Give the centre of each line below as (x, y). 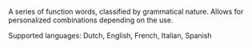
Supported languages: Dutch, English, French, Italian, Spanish (110, 36)
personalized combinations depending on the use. (91, 20)
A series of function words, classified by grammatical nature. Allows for (126, 12)
